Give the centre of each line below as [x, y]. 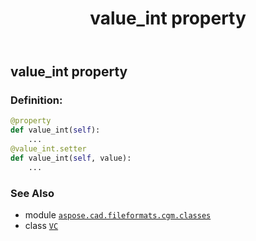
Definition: [36, 100]
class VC [41, 226]
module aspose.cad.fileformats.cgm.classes [118, 215]
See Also [32, 193]
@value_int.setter [48, 149]
